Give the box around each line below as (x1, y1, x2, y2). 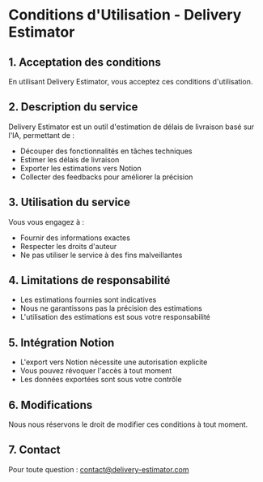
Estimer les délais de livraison (19, 154, 120, 164)
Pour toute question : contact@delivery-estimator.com (8, 464, 189, 474)
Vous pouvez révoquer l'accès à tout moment (19, 366, 172, 376)
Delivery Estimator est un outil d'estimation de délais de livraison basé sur (8, 122, 255, 131)
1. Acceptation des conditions (8, 55, 162, 69)
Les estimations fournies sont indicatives (19, 295, 157, 305)
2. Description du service (8, 100, 138, 114)
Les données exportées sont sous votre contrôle (19, 375, 182, 385)
